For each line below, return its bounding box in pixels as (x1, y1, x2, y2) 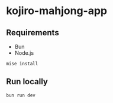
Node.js (14, 49, 34, 57)
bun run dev (6, 92, 35, 98)
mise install (6, 61, 38, 67)
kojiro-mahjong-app (6, 4, 108, 18)
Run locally (6, 77, 49, 87)
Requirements (6, 28, 59, 38)
